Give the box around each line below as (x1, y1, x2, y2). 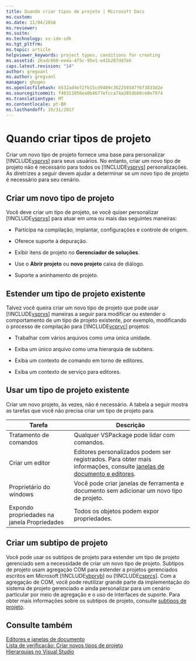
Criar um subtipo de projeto (6, 538, 108, 548)
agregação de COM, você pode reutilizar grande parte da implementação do (6, 578, 190, 585)
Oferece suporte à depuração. (14, 238, 87, 245)
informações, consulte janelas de (73, 462, 165, 471)
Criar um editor (9, 458, 51, 466)
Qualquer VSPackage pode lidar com (73, 431, 175, 439)
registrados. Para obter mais (73, 455, 152, 463)
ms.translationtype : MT (6, 96, 64, 101)
